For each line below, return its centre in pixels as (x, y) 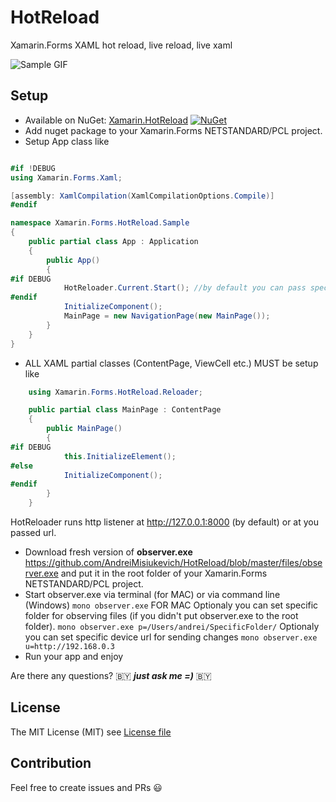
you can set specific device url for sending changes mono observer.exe (171, 637)
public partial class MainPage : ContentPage (125, 410)
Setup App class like (67, 141)
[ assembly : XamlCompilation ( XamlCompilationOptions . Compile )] (142, 196)
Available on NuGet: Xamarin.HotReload (106, 120)
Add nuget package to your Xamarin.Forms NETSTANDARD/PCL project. (173, 130)
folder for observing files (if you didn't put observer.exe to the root (161, 615)
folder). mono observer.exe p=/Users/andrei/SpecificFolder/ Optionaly (172, 626)
